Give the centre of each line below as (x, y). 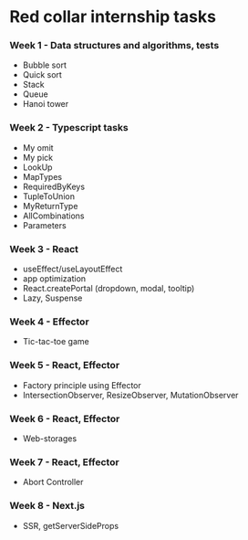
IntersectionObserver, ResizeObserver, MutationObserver (130, 395)
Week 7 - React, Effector (65, 461)
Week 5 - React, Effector (65, 365)
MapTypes (42, 176)
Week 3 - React (44, 249)
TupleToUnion (49, 196)
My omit (38, 147)
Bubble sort (44, 65)
